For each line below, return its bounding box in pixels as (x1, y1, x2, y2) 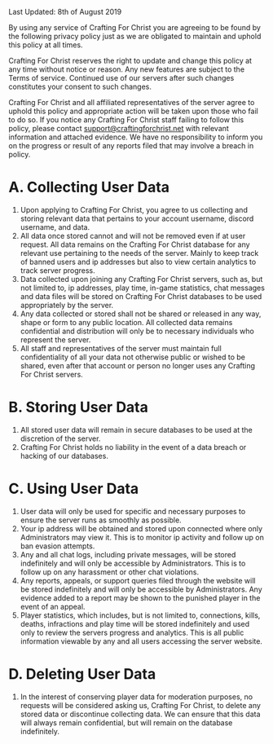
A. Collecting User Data (8, 178, 170, 196)
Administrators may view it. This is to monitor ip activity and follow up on (20, 532, 265, 542)
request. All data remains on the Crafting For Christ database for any (20, 240, 250, 249)
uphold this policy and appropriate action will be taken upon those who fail (8, 106, 258, 116)
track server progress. (20, 265, 95, 275)
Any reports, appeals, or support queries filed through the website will (20, 575, 256, 585)
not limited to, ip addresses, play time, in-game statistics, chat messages (20, 283, 265, 293)
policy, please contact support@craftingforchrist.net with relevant (8, 124, 230, 133)
